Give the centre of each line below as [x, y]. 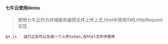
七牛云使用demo [23, 8]
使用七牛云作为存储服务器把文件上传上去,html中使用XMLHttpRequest [90, 20]
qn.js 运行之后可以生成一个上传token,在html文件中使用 [60, 37]
